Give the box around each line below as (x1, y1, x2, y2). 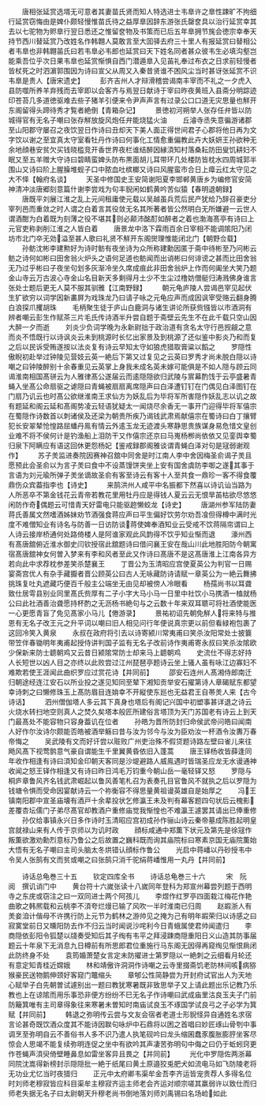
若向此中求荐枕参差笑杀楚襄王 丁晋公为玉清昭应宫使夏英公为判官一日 (8, 559, 245, 568)
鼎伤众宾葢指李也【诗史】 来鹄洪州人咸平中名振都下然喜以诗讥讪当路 (8, 480, 245, 489)
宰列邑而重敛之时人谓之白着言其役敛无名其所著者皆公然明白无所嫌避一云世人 (8, 204, 257, 213)
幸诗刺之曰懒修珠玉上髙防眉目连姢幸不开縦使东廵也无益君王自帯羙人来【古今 (8, 687, 257, 697)
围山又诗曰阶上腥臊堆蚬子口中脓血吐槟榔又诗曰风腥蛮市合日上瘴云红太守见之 (8, 165, 257, 174)
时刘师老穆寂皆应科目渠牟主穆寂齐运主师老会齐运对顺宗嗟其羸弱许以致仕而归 (8, 1079, 257, 1088)
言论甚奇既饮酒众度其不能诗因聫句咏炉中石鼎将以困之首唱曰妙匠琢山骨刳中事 (8, 1020, 257, 1029)
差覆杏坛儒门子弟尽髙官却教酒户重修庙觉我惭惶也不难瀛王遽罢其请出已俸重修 (8, 805, 257, 815)
